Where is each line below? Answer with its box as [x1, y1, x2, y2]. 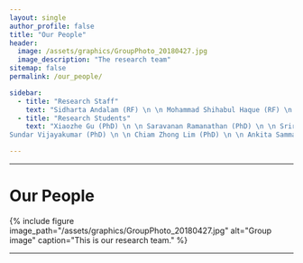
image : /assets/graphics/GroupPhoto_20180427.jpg [17, 47, 207, 56]
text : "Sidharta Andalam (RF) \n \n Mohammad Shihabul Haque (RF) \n [25, 105, 293, 114]
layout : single [9, 13, 67, 23]
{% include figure [9, 215, 75, 226]
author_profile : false [9, 22, 95, 31]
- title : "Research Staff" [17, 97, 119, 106]
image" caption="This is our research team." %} [9, 234, 188, 245]
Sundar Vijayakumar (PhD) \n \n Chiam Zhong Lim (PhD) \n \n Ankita [9, 130, 272, 140]
